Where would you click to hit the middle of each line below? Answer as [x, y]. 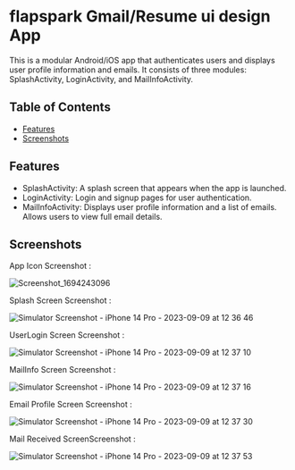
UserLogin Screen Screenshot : [67, 335]
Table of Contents [60, 108]
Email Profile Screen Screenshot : [71, 405]
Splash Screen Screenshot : [60, 300]
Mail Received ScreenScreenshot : [72, 439]
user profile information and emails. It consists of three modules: [128, 70]
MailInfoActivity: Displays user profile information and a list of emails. [149, 206]
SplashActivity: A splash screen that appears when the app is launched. [154, 188]
